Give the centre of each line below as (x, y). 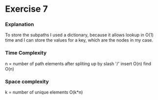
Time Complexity (26, 53)
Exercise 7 (26, 9)
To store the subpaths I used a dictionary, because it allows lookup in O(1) (79, 35)
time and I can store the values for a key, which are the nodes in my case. (79, 40)
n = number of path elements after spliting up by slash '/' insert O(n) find (78, 63)
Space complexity (27, 81)
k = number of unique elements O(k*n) (44, 92)
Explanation (20, 25)
